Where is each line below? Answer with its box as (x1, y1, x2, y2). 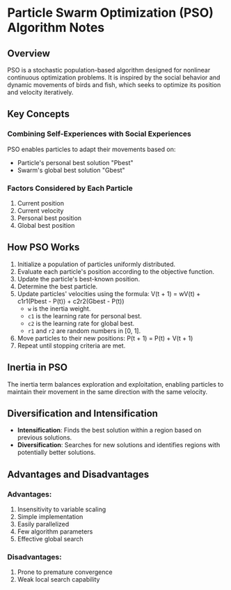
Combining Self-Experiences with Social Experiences (7, 129, 191, 139)
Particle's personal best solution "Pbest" (17, 158, 134, 166)
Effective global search (17, 535, 83, 543)
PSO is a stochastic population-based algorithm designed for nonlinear (7, 66, 211, 74)
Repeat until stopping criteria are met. (17, 341, 126, 350)
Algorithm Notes (7, 20, 105, 36)
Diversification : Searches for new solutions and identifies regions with (17, 441, 221, 449)
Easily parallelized (17, 520, 70, 529)
